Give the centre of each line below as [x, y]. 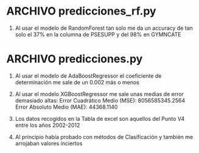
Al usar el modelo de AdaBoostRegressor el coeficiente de [88, 76]
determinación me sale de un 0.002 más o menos [77, 82]
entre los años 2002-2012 [47, 125]
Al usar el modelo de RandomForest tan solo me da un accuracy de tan [104, 28]
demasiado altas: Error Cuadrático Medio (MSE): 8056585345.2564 [100, 100]
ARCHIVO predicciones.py [75, 59]
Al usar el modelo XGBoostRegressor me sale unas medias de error [100, 94]
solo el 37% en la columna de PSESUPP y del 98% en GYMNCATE [98, 34]
